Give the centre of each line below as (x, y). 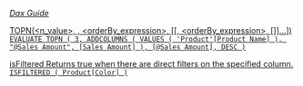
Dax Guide (30, 13)
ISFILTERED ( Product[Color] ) (69, 72)
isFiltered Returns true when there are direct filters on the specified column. (151, 64)
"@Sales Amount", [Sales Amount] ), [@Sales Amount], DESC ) (128, 47)
